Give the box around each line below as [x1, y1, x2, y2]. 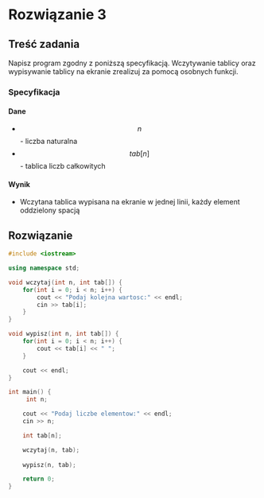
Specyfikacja [8, 86, 60, 97]
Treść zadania [8, 37, 80, 51]
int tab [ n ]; [22, 431, 62, 439]
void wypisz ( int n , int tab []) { [8, 330, 119, 338]
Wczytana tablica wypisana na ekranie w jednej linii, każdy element [19, 197, 240, 207]
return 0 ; [22, 475, 56, 483]
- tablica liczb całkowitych [19, 161, 106, 171]
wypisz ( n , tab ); [22, 461, 77, 469]
